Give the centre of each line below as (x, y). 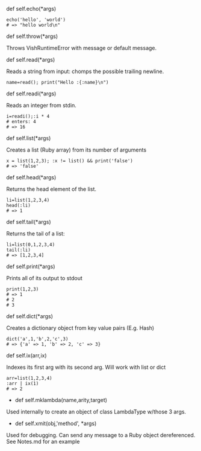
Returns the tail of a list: (36, 234)
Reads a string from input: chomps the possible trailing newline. (85, 71)
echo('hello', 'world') (36, 20)
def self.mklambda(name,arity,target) (61, 400)
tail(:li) (19, 250)
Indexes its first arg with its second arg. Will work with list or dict (86, 367)
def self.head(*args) (31, 177)
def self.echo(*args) (31, 9)
